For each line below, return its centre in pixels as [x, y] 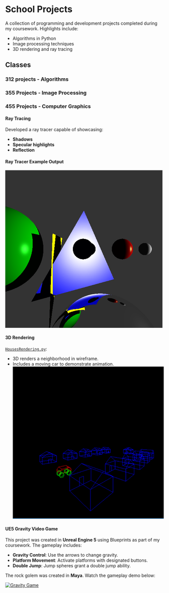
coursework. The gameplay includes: [44, 545]
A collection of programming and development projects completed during [81, 23]
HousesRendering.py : [26, 348]
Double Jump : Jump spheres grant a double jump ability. [71, 566]
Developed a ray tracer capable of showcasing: [54, 130]
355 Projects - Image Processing [46, 93]
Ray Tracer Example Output [34, 161]
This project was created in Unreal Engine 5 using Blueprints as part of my [82, 540]
